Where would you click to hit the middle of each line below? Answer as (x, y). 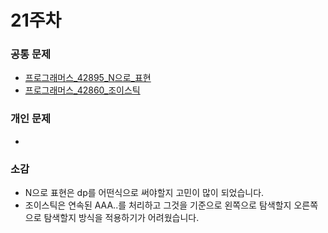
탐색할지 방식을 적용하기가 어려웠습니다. (121, 218)
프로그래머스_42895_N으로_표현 (88, 78)
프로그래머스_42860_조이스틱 (82, 90)
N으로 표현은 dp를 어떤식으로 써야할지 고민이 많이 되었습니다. (144, 193)
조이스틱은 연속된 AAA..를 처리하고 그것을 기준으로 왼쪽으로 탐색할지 (158, 205)
